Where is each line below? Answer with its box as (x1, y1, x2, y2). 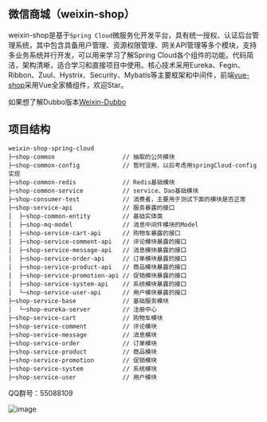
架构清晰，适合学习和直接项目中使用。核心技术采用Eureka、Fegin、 (22, 60, 245, 69)
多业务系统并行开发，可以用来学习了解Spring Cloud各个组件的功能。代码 (8, 50, 247, 60)
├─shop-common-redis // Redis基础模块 (8, 178, 175, 186)
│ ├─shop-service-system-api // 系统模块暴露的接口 (8, 280, 187, 288)
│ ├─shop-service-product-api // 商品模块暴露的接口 (8, 262, 187, 271)
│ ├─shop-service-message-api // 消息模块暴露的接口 (8, 246, 187, 254)
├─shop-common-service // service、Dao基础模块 (8, 187, 199, 195)
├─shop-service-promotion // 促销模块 (8, 356, 158, 365)
